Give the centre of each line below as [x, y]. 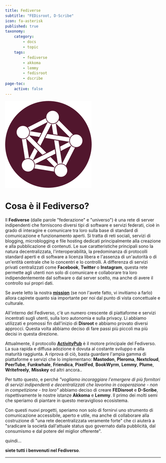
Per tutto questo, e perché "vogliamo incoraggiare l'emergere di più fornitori [83, 379]
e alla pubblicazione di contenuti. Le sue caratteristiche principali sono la [79, 246]
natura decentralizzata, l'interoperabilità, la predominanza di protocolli [76, 251]
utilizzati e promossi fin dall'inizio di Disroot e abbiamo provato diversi [77, 323]
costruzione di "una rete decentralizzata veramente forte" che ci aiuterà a [80, 420]
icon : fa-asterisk [24, 21]
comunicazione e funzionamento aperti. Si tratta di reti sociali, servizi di [78, 235]
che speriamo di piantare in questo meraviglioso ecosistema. [67, 400]
